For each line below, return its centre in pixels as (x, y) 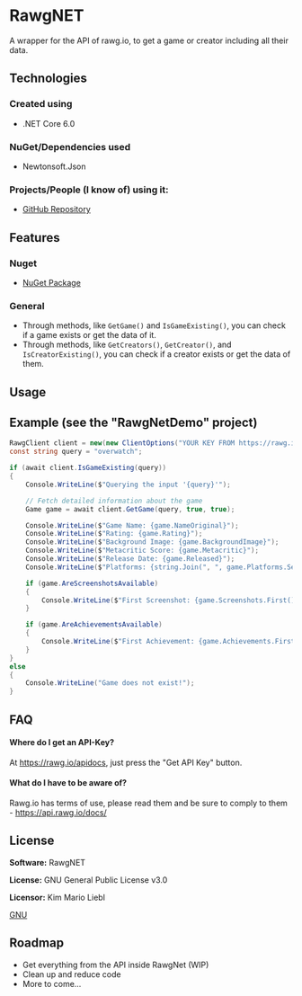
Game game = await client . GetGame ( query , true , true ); (130, 509)
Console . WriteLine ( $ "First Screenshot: (116, 600)
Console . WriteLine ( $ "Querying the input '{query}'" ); (128, 485)
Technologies (49, 79)
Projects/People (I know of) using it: (89, 190)
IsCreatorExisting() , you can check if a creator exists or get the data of (156, 354)
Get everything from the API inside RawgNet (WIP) (115, 965)
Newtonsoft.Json (54, 166)
